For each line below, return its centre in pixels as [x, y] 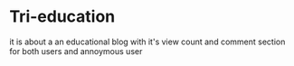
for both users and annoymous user [76, 51]
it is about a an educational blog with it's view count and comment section [147, 42]
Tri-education [62, 17]
